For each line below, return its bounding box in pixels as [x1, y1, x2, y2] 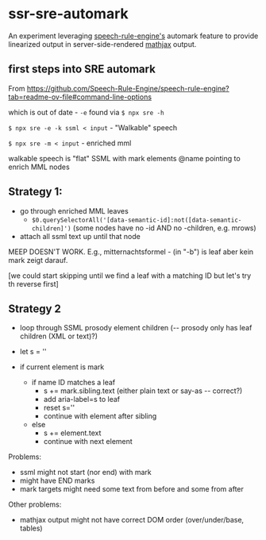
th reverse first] [8, 279, 60, 288]
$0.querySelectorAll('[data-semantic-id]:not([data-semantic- [31, 216, 242, 224]
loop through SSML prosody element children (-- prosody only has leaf [19, 323, 253, 333]
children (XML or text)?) [19, 331, 98, 341]
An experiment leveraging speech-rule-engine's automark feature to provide [8, 31, 259, 40]
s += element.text [43, 428, 102, 438]
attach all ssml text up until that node [19, 231, 141, 241]
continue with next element [43, 437, 133, 446]
